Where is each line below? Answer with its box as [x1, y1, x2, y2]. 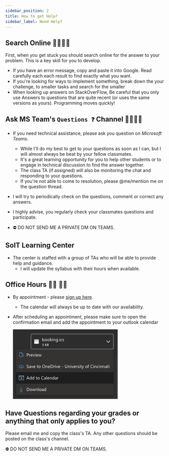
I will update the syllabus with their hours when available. [20, 266, 140, 272]
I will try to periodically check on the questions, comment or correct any [12, 194, 164, 199]
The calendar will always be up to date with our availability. [20, 304, 144, 310]
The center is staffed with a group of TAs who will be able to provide [12, 254, 156, 260]
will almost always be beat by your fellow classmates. [20, 151, 133, 157]
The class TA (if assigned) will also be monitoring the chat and [20, 167, 151, 173]
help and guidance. [12, 260, 53, 266]
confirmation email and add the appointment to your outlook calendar [12, 319, 159, 325]
